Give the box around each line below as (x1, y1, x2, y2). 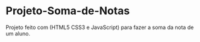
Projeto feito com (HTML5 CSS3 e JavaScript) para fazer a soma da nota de (5, 24, 194, 31)
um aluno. (5, 30, 31, 37)
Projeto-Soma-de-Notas (5, 4, 130, 18)
